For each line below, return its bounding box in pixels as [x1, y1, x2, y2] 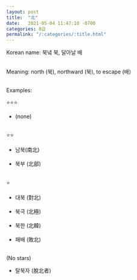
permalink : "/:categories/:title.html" [6, 32, 107, 38]
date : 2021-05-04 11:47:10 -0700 [6, 20, 96, 26]
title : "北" [6, 15, 38, 21]
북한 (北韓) [14, 222, 41, 229]
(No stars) [6, 255, 31, 262]
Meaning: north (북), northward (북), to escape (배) [6, 68, 132, 76]
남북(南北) [14, 146, 40, 153]
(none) [14, 113, 32, 120]
